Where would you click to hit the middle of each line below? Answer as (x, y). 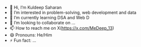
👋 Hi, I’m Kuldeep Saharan (36, 7)
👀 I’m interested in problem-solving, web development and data (73, 12)
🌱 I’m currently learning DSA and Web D (49, 18)
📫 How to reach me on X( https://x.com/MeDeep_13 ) (62, 28)
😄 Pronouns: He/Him (31, 35)
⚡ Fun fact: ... (23, 40)
